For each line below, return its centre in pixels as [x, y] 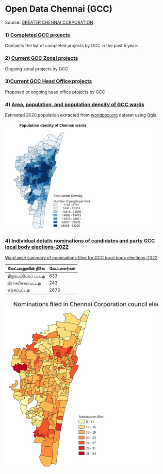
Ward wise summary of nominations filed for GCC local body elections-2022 [81, 257]
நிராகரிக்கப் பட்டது [24, 283]
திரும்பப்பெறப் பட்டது [26, 276]
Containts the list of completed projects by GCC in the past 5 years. [72, 46]
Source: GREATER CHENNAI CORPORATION [49, 22]
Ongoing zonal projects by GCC [37, 68]
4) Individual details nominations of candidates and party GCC [80, 241]
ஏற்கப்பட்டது [18, 290]
